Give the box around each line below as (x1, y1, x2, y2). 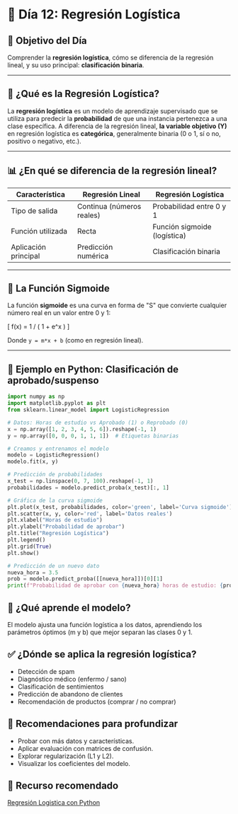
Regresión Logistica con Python (7, 798, 101, 807)
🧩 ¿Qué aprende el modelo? (7, 602, 131, 614)
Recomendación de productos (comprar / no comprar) (17, 697, 176, 706)
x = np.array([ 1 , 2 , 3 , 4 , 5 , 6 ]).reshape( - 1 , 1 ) (7, 425, 157, 432)
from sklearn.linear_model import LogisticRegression (7, 406, 170, 413)
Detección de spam (17, 667, 75, 675)
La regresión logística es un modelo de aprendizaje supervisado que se (7, 106, 218, 115)
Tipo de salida (11, 205, 58, 215)
